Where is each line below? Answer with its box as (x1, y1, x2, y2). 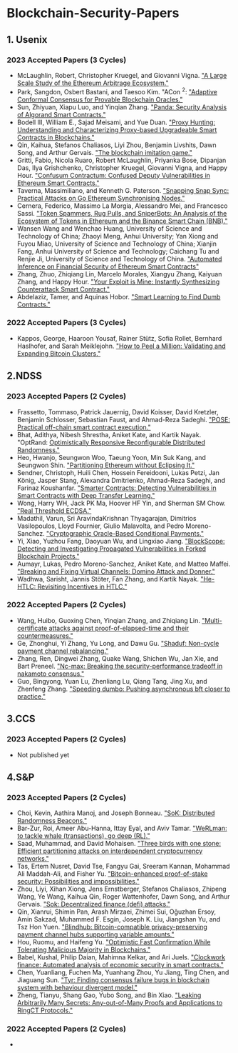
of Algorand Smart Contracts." (16, 110, 106, 119)
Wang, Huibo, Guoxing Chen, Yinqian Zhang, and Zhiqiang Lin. (16, 616, 201, 624)
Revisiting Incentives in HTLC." (37, 582, 128, 591)
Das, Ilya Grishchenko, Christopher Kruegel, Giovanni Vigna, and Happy (16, 163, 228, 172)
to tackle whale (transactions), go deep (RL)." (16, 832, 150, 840)
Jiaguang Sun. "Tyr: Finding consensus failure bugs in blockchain (16, 976, 209, 984)
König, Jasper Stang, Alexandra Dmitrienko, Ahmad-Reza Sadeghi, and (16, 476, 226, 484)
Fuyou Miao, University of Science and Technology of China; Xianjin (16, 239, 217, 248)
